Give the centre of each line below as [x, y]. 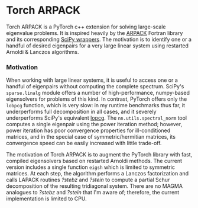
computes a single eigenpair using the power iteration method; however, [94, 124]
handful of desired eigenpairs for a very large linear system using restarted [98, 46]
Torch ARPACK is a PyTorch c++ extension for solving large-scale [86, 27]
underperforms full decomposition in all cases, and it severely [81, 112]
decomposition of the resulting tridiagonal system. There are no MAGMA [95, 186]
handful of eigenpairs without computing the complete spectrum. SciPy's [95, 87]
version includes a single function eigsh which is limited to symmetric [91, 167]
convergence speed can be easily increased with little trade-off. [84, 143]
